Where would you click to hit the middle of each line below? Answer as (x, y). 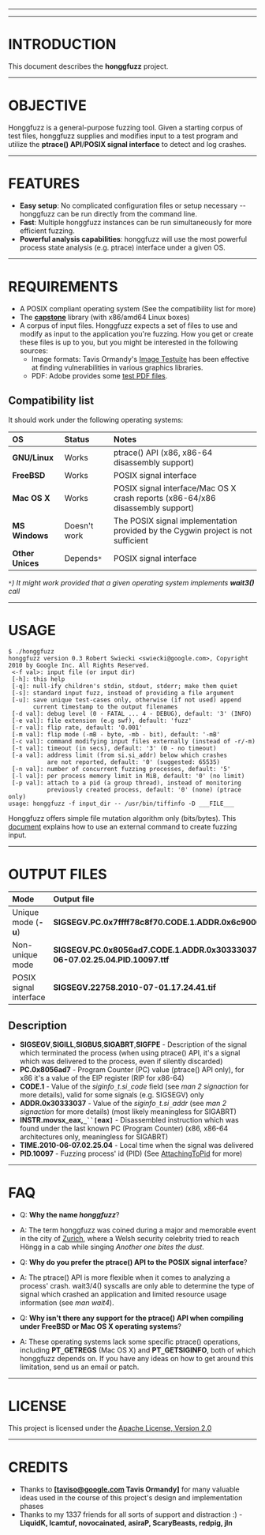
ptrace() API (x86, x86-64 (163, 453)
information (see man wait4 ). (67, 1303)
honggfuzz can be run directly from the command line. (108, 213)
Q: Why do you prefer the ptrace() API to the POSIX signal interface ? (133, 1262)
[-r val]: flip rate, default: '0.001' (77, 728)
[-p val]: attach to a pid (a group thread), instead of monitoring (127, 783)
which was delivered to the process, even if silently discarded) (121, 1061)
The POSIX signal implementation (175, 521)
